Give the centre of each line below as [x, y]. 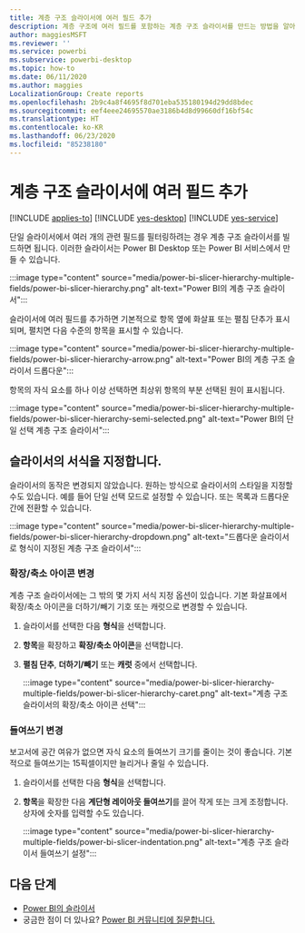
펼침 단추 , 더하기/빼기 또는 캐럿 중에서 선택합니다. [110, 664]
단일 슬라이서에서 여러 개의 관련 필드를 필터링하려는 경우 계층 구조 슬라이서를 [145, 236]
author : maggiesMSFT [49, 34]
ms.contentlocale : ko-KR [56, 128]
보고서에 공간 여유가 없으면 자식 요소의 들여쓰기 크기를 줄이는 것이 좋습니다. [143, 752]
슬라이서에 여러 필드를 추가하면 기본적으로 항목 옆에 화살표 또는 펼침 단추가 [142, 319]
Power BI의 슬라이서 [59, 908]
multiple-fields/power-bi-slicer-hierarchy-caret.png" [121, 693]
